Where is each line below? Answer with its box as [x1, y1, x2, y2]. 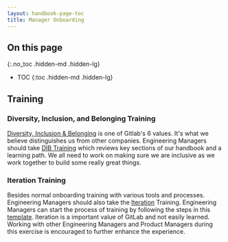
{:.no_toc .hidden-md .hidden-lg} [7, 60, 101, 69]
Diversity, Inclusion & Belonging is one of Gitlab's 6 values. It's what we [7, 130, 209, 137]
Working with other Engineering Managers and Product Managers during [7, 220, 213, 228]
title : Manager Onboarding [7, 16, 84, 23]
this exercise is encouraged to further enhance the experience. [7, 228, 185, 236]
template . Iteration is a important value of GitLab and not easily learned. [7, 213, 210, 221]
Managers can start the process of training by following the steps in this [7, 206, 211, 214]
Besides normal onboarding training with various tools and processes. [7, 191, 205, 199]
